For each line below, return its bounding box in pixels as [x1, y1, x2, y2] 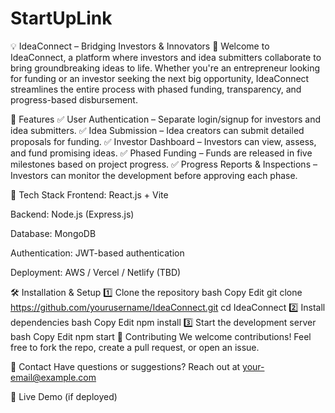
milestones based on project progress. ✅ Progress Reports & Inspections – [10, 158, 318, 170]
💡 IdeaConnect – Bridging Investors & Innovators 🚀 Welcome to [10, 40, 270, 52]
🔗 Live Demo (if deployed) [10, 390, 118, 402]
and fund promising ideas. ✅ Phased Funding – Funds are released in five [10, 147, 313, 159]
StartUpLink [10, 7, 113, 30]
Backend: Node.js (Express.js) [10, 208, 135, 220]
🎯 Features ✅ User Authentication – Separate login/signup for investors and [10, 113, 322, 125]
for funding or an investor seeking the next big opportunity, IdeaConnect [10, 72, 310, 84]
